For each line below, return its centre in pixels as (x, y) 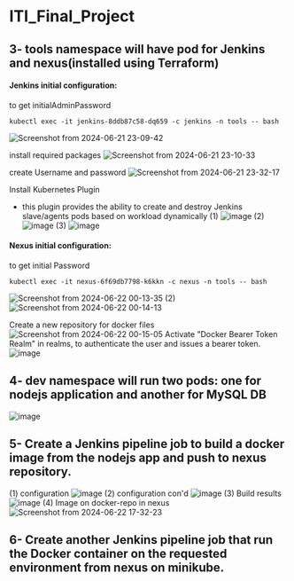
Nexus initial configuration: (61, 246)
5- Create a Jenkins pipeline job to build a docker (147, 444)
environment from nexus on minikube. (117, 568)
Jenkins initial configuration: (63, 85)
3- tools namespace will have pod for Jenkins (137, 49)
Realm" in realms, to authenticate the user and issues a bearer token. (135, 343)
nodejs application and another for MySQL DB (138, 395)
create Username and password (68, 172)
